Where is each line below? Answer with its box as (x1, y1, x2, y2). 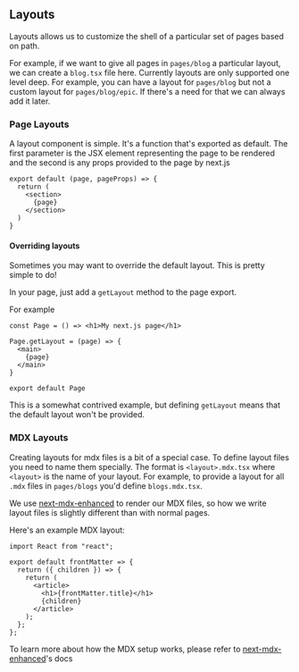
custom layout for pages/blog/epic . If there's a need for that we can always (9, 86, 286, 97)
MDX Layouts (9, 432, 69, 444)
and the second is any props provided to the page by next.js (9, 157, 230, 168)
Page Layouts (9, 118, 70, 130)
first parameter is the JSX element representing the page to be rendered (9, 147, 275, 159)
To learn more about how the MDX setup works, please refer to (9, 643, 241, 654)
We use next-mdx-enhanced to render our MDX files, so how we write (9, 498, 267, 508)
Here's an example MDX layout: (9, 525, 125, 535)
